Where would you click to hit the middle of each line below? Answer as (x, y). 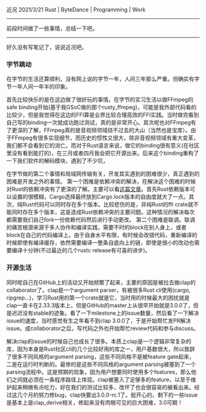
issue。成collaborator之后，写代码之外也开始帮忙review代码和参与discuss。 (103, 328)
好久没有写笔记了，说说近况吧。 (47, 47)
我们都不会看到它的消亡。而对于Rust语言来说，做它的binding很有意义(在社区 (103, 146)
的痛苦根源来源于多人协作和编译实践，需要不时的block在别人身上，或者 (97, 227)
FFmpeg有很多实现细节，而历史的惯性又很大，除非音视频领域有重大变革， (105, 138)
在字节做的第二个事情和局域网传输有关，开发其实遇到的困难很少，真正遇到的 (103, 174)
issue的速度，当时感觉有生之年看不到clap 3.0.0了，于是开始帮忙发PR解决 (99, 320)
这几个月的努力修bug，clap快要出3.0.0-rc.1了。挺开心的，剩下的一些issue (105, 395)
